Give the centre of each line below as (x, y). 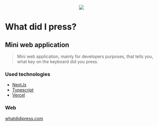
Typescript (23, 90)
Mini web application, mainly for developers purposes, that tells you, (85, 56)
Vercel (18, 95)
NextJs (19, 85)
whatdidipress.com (24, 118)
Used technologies (28, 74)
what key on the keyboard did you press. (57, 62)
